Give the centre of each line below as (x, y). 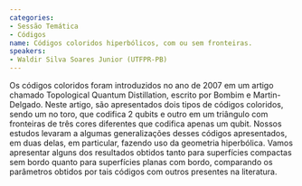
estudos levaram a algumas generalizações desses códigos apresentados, (148, 133)
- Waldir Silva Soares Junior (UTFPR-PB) (89, 60)
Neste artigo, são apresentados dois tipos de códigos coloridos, (164, 104)
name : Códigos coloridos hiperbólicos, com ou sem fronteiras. (131, 43)
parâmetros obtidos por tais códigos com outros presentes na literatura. (143, 172)
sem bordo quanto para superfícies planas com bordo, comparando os (141, 162)
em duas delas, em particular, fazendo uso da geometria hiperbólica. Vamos (151, 143)
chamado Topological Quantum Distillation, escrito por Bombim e (130, 95)
